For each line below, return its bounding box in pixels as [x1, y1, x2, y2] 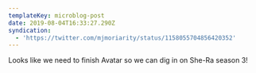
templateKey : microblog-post [8, 11, 105, 20]
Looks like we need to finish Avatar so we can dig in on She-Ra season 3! [8, 56, 248, 65]
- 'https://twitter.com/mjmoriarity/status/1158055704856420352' [15, 33, 237, 42]
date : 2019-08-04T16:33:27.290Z [8, 19, 115, 27]
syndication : [8, 26, 52, 34]
